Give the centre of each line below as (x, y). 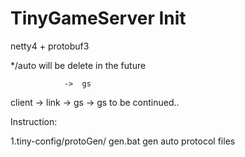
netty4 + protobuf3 (50, 46)
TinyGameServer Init (98, 18)
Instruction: (34, 121)
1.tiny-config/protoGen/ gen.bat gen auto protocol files (123, 141)
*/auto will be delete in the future (78, 65)
